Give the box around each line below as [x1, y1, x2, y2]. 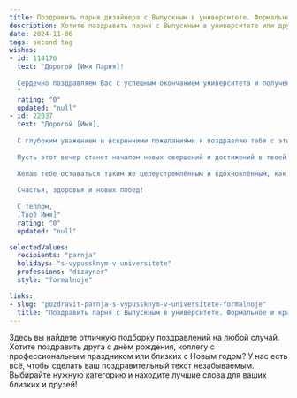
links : [9, 291, 34, 301]
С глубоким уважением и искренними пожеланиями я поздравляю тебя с [17, 136, 275, 145]
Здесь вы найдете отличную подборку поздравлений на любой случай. [9, 333, 280, 343]
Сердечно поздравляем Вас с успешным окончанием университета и [17, 79, 259, 88]
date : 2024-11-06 [9, 29, 73, 38]
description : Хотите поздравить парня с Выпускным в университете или [9, 21, 275, 30]
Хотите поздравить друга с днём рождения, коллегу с [9, 341, 215, 352]
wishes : [9, 46, 38, 55]
